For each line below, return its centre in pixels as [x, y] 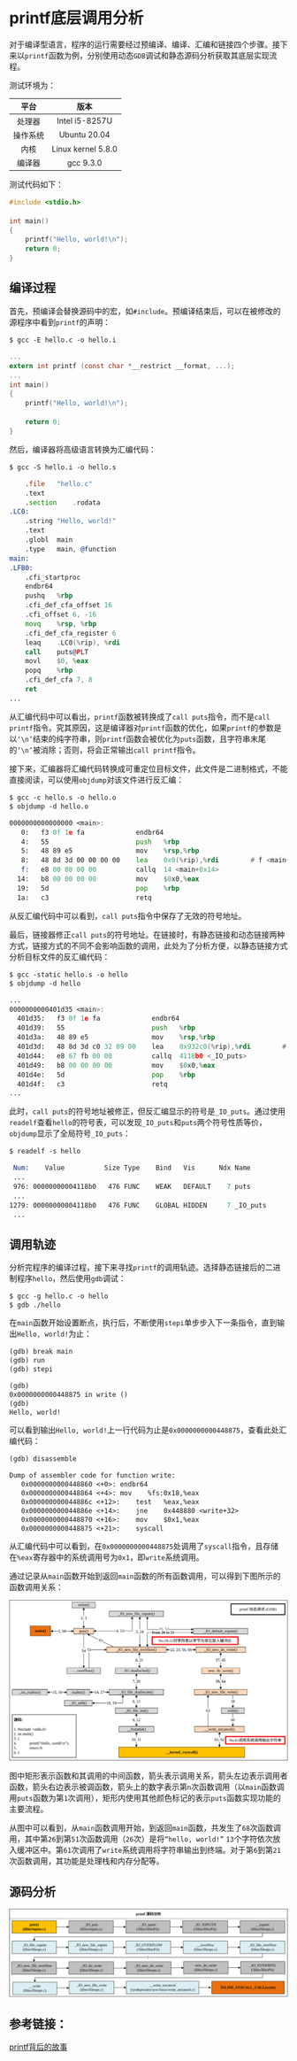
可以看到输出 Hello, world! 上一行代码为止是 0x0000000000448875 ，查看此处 [144, 1430]
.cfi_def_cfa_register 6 [71, 633]
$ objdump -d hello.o [49, 807]
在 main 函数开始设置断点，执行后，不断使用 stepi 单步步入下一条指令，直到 [143, 1323]
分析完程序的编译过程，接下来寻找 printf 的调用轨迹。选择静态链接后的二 [141, 1268]
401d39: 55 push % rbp [107, 1028]
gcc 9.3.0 [84, 162]
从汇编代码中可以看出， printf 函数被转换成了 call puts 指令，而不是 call [140, 716]
